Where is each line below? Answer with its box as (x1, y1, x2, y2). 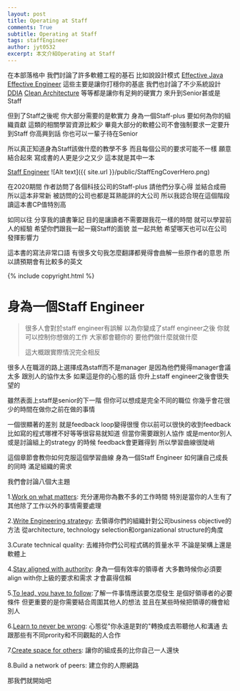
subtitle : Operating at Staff (7, 30, 98, 38)
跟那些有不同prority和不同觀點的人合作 (7, 630, 121, 639)
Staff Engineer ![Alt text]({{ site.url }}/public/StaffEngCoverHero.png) (7, 167, 210, 176)
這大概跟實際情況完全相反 (24, 348, 101, 356)
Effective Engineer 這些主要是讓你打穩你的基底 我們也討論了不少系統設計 (7, 79, 221, 88)
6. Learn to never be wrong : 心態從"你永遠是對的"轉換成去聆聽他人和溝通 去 (7, 622, 229, 630)
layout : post (7, 10, 46, 18)
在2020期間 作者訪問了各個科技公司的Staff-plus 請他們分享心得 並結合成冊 (7, 182, 226, 191)
